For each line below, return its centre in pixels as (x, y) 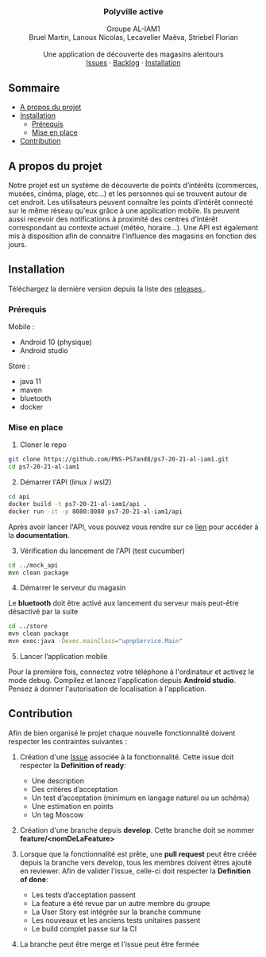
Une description (58, 781)
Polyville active (133, 11)
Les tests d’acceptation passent (84, 895)
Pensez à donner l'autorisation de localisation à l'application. (108, 689)
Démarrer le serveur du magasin (73, 588)
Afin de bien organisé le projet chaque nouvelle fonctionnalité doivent (122, 733)
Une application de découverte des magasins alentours (133, 54)
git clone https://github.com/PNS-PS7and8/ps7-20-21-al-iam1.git (118, 460)
